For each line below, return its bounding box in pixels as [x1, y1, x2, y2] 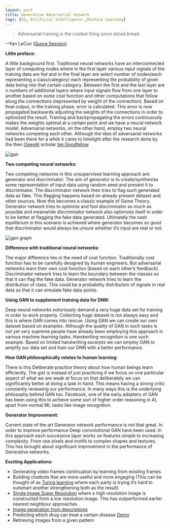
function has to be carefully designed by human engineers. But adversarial [5, 260, 161, 266]
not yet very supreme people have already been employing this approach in [5, 329, 163, 335]
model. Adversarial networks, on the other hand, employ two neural [5, 125, 146, 131]
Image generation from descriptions [12, 507, 88, 513]
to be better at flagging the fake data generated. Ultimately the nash [5, 214, 148, 220]
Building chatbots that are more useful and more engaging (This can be [12, 474, 162, 480]
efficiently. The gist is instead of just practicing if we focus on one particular [5, 370, 164, 376]
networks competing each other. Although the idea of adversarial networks [5, 131, 162, 137]
